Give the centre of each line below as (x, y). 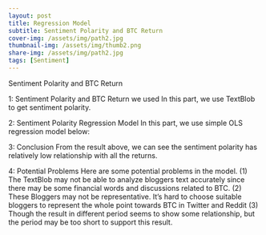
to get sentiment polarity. (50, 107)
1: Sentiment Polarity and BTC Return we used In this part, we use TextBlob (132, 99)
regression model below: (49, 131)
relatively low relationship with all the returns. (83, 155)
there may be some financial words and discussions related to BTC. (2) (125, 188)
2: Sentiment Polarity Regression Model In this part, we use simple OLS (125, 123)
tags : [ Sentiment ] (39, 61)
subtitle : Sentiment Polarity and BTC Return (85, 30)
